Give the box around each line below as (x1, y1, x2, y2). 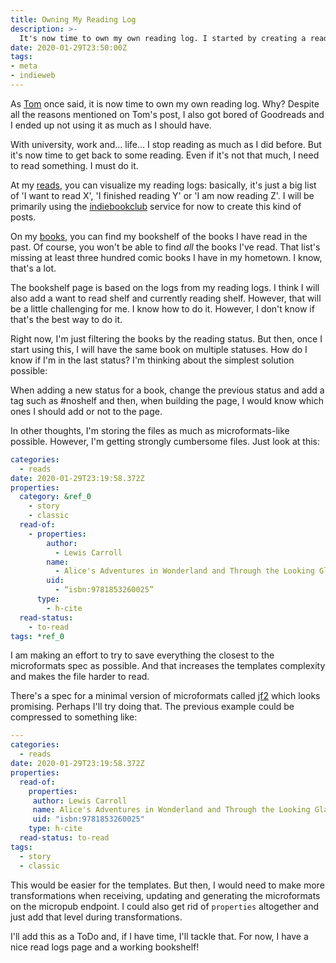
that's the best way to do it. (10, 313, 123, 325)
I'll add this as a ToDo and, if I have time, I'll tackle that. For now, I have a (10, 930, 309, 942)
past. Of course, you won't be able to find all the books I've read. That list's (10, 241, 321, 253)
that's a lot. (10, 262, 57, 274)
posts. (10, 211, 37, 223)
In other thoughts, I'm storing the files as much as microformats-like (10, 424, 290, 436)
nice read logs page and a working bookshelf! (10, 941, 200, 953)
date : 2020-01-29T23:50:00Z (10, 42, 128, 53)
